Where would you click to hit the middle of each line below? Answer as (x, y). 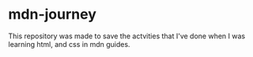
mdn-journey (52, 14)
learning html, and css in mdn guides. (69, 44)
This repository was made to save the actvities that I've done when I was (127, 36)
